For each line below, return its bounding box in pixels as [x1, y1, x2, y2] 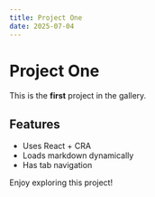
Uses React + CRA [22, 141, 92, 152]
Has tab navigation [22, 160, 93, 171]
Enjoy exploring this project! [9, 177, 114, 188]
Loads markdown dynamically [22, 150, 134, 161]
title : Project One [9, 13, 83, 23]
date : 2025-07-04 [9, 22, 75, 31]
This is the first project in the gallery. [9, 90, 147, 101]
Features [9, 117, 60, 132]
